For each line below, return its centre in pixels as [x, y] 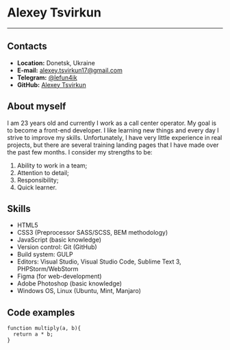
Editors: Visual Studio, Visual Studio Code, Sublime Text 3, [99, 261]
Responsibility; [38, 180]
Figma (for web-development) [59, 277]
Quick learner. [37, 187]
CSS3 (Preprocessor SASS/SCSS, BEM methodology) [92, 233]
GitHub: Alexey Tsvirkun [52, 84]
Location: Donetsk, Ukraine [56, 62]
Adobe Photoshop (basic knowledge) [69, 283]
